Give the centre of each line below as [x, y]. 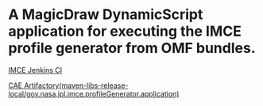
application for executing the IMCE [125, 31]
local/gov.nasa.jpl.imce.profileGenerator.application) [94, 93]
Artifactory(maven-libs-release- [76, 85]
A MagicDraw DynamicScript [106, 15]
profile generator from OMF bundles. [132, 48]
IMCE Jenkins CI [35, 70]
